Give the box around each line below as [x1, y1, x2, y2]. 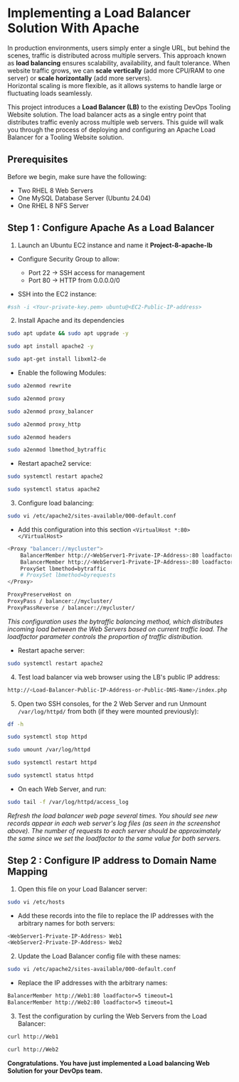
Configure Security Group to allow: [17, 255, 119, 263]
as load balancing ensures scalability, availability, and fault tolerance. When [7, 58, 230, 67]
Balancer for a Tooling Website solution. [7, 133, 124, 141]
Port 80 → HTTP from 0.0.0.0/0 [28, 276, 120, 284]
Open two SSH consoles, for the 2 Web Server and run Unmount [17, 699, 207, 708]
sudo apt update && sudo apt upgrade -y [7, 330, 129, 337]
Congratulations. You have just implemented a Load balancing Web [7, 1059, 210, 1067]
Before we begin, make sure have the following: [7, 172, 147, 181]
